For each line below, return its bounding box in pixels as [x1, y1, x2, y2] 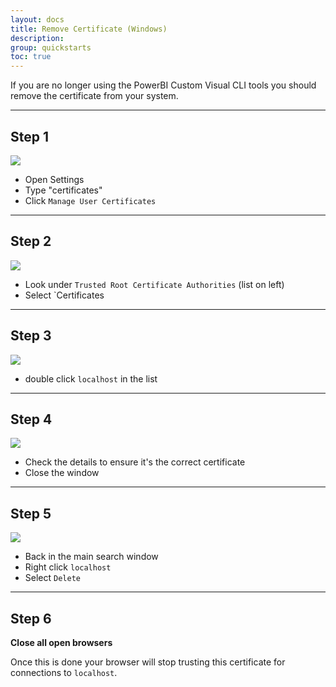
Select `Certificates [24, 289, 105, 301]
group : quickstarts [10, 42, 92, 53]
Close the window [24, 467, 100, 479]
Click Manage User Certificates [24, 194, 157, 206]
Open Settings [24, 173, 85, 185]
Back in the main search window [24, 551, 159, 563]
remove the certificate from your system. [10, 90, 179, 102]
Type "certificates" [24, 184, 103, 196]
